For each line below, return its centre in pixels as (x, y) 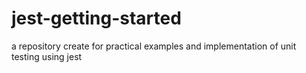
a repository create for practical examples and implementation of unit (154, 46)
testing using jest (47, 56)
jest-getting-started (96, 18)
